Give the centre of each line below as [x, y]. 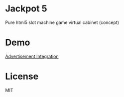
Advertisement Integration [32, 56]
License [22, 76]
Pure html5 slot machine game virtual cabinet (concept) [62, 22]
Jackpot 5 [26, 9]
